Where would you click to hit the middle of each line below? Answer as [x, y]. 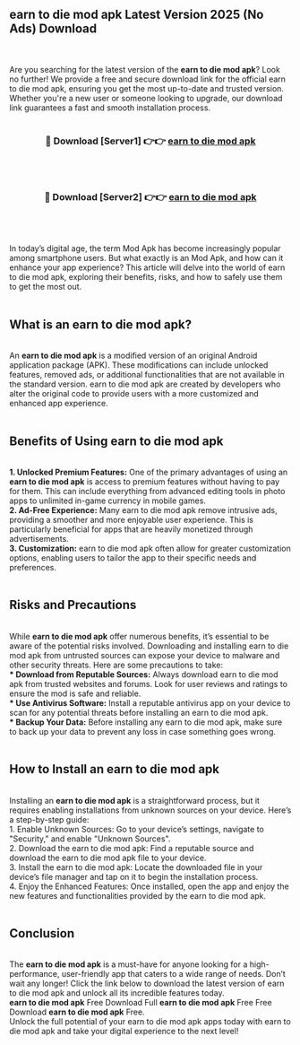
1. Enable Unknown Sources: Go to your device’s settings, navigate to [137, 829]
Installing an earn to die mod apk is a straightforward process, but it [134, 800]
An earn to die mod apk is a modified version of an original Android [133, 356]
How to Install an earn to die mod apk [115, 769]
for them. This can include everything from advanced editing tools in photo [147, 492]
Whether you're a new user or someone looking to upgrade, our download [146, 98]
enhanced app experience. [59, 404]
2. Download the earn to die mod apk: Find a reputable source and [132, 848]
